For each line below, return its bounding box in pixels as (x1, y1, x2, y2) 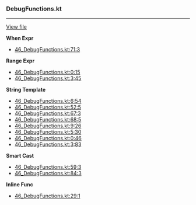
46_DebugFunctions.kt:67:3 (14, 110, 81, 117)
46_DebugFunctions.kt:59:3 (14, 164, 82, 171)
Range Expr (6, 57, 35, 64)
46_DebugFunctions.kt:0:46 (14, 135, 82, 142)
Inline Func (6, 181, 34, 188)
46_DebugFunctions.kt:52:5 (14, 104, 82, 111)
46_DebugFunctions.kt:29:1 (14, 192, 80, 200)
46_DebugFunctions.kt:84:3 (14, 170, 82, 177)
